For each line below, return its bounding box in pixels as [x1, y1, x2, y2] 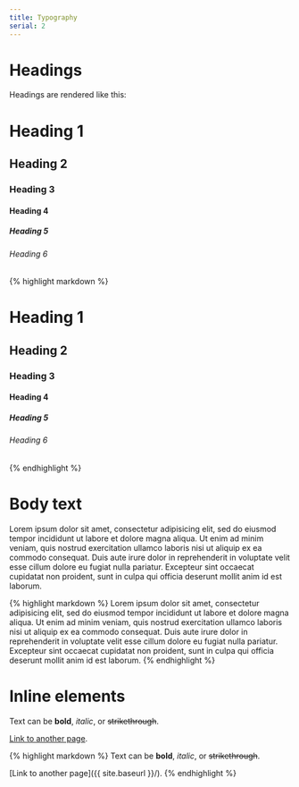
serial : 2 [9, 21, 46, 30]
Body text [9, 494, 83, 514]
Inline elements [9, 686, 126, 707]
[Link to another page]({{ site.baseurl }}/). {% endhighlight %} [9, 767, 237, 778]
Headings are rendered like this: [9, 89, 127, 100]
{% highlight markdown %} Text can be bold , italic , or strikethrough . [9, 750, 261, 761]
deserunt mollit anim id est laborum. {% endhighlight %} [9, 655, 216, 665]
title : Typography [9, 13, 78, 22]
